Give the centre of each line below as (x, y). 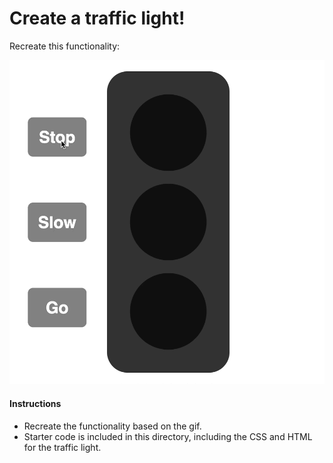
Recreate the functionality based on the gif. (112, 426)
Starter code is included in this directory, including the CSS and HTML (168, 436)
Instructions (35, 403)
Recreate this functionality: (65, 46)
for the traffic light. (62, 447)
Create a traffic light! (97, 18)
